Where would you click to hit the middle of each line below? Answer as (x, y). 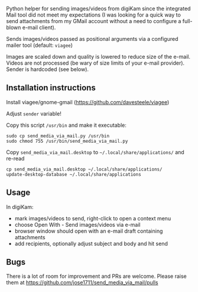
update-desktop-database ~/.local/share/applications (74, 174)
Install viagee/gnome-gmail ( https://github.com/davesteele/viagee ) (88, 102)
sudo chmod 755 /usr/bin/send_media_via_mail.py (67, 141)
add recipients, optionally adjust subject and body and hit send (91, 243)
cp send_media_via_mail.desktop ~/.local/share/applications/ (84, 169)
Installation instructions (51, 88)
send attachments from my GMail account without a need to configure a (94, 21)
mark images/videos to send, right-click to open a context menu (93, 218)
